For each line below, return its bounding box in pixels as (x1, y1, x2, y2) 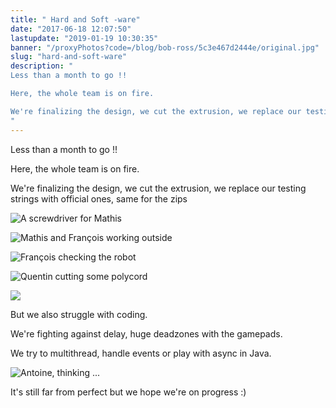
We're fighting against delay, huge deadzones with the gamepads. (10, 327, 283, 340)
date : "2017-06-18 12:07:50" (10, 24, 132, 34)
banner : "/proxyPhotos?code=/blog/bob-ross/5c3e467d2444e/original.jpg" (10, 42, 320, 53)
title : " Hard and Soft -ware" (10, 14, 141, 25)
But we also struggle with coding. (10, 308, 148, 320)
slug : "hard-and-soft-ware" (10, 52, 128, 62)
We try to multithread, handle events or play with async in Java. (10, 347, 272, 359)
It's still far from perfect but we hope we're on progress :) (10, 386, 247, 398)
